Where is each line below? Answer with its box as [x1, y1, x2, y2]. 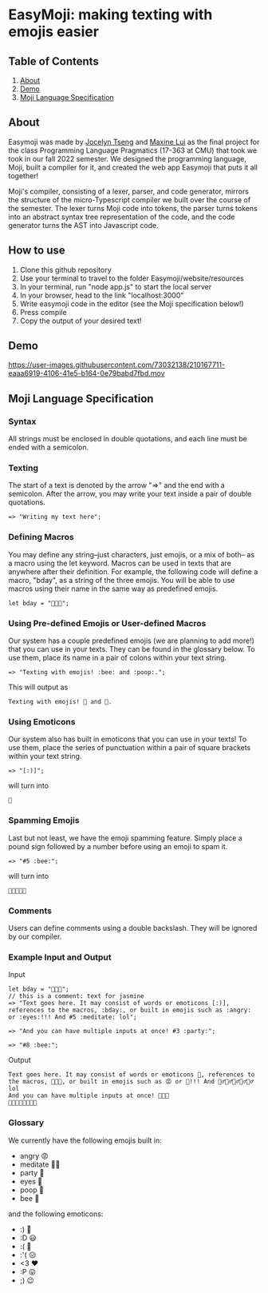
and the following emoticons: [8, 1209, 104, 1219]
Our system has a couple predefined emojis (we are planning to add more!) [8, 636, 255, 645]
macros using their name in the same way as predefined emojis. [8, 584, 219, 593]
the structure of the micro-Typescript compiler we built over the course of [8, 194, 251, 205]
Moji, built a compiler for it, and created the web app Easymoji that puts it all [8, 162, 258, 172]
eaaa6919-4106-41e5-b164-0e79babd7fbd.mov [8, 369, 165, 378]
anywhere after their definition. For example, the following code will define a [8, 566, 258, 577]
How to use [8, 244, 65, 257]
